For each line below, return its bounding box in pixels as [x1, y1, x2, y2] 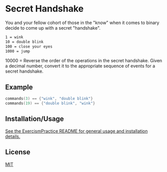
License [5, 148, 31, 156]
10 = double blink [5, 39, 44, 44]
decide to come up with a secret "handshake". [5, 25, 101, 31]
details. [5, 133, 21, 139]
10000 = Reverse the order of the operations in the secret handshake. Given [5, 58, 162, 64]
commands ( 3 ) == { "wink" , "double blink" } [5, 96, 93, 101]
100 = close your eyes [5, 44, 53, 49]
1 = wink [5, 35, 24, 40]
